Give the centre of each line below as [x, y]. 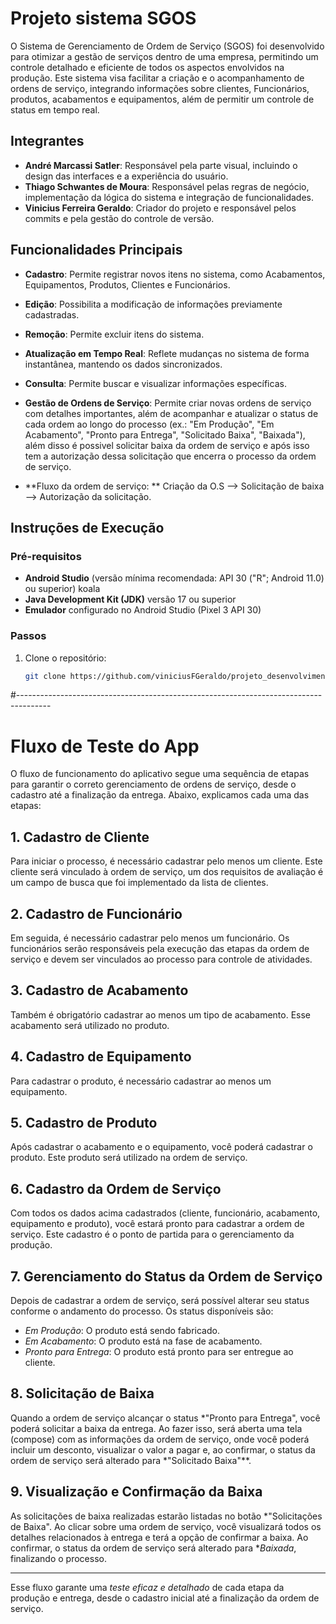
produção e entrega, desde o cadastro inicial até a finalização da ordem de [165, 1598]
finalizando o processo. [58, 1558]
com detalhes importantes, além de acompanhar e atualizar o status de [171, 413]
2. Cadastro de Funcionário [96, 913]
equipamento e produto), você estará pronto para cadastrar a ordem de [157, 1224]
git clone [45, 676]
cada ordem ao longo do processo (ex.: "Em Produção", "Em [149, 424]
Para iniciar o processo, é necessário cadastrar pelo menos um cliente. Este [166, 861]
